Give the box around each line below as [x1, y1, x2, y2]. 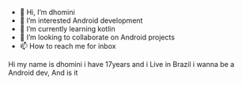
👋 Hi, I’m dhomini [19, 8, 75, 17]
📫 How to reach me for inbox [19, 42, 116, 50]
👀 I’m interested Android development [19, 16, 143, 25]
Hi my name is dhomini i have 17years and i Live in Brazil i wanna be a [8, 60, 235, 68]
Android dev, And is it [8, 68, 78, 77]
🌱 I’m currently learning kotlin [19, 24, 116, 33]
